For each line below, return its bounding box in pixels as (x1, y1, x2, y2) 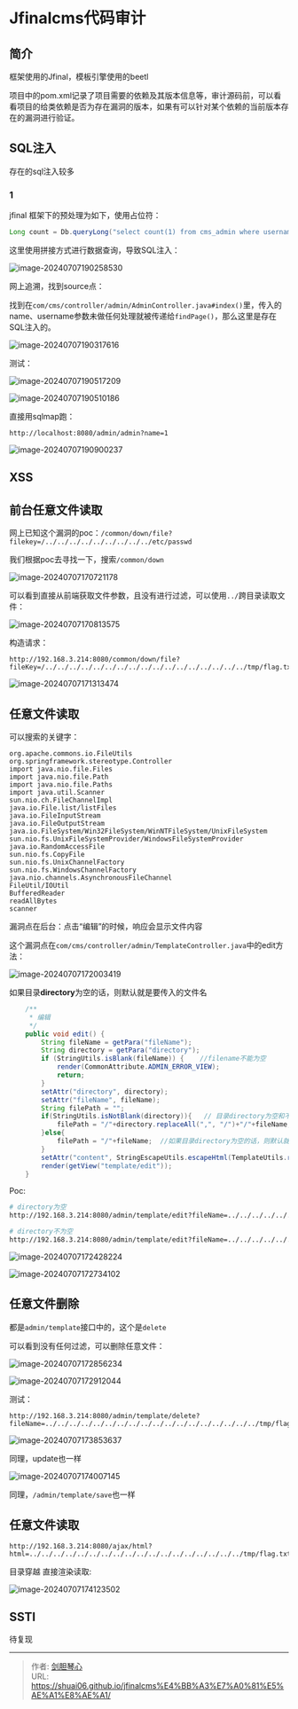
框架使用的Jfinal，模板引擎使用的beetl (9, 72, 149, 82)
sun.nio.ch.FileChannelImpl (9, 796, 114, 804)
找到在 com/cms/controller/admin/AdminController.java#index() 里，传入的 (9, 299, 282, 310)
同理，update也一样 (9, 1453, 82, 1463)
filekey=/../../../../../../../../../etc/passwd (9, 537, 192, 546)
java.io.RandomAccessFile (9, 843, 105, 851)
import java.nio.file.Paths (9, 780, 114, 789)
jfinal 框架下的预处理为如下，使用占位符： (9, 210, 161, 221)
